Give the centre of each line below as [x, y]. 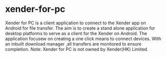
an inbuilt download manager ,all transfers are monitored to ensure [73, 44]
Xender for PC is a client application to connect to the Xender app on [76, 23]
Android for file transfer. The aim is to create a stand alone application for [80, 28]
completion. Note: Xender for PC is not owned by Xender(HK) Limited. [77, 49]
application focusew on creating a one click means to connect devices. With [83, 39]
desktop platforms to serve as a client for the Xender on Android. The [76, 33]
